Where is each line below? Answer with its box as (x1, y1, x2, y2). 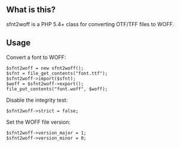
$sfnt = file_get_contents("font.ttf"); (6, 70, 108, 76)
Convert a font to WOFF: (6, 54, 67, 61)
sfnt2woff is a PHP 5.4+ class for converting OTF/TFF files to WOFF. (6, 20, 175, 27)
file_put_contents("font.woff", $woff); (6, 86, 108, 92)
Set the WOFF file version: (6, 118, 71, 126)
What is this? (6, 5, 56, 15)
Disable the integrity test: (6, 96, 68, 104)
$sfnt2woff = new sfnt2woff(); (6, 65, 84, 71)
